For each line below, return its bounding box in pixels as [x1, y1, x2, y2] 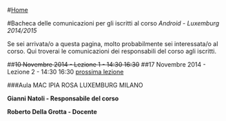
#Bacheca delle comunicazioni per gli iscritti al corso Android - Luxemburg [7, 19, 220, 27]
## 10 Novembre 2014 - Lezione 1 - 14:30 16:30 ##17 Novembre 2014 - [7, 60, 206, 68]
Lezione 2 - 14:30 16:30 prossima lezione [7, 68, 124, 76]
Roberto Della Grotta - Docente [7, 108, 98, 115]
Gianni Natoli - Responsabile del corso [7, 94, 119, 102]
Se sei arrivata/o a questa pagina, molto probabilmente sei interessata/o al [7, 40, 218, 47]
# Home [7, 6, 29, 14]
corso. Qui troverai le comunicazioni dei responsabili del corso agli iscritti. [7, 47, 217, 55]
